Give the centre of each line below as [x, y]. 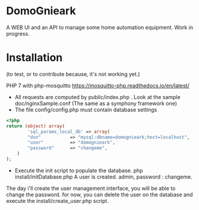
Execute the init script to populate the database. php [79, 170]
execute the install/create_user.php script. [57, 201]
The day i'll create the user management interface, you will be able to [91, 188]
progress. [18, 33]
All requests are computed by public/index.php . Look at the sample [97, 97]
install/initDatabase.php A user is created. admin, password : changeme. [103, 177]
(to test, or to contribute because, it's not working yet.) [73, 74]
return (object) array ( [36, 126]
